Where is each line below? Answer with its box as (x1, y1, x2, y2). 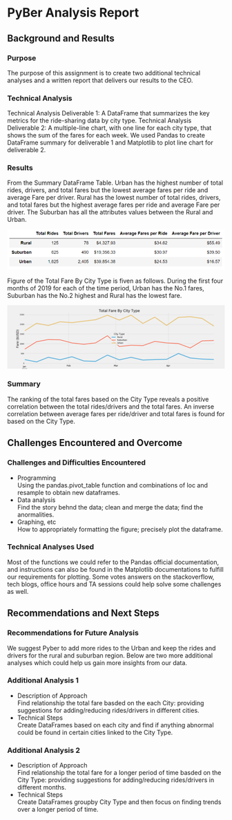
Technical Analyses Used (7, 542, 95, 552)
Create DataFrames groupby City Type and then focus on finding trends (17, 798, 222, 806)
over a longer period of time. (17, 805, 99, 814)
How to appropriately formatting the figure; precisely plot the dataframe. (17, 525, 223, 533)
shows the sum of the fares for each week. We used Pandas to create (7, 131, 206, 140)
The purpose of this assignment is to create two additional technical (7, 68, 201, 77)
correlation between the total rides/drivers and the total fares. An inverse (7, 402, 215, 411)
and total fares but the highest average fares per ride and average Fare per (7, 201, 220, 209)
